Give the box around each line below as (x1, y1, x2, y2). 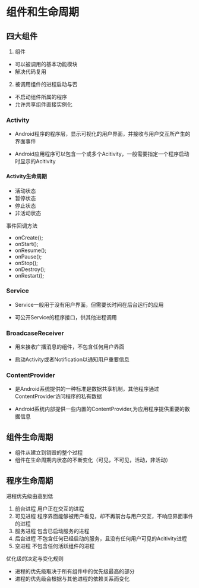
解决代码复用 (14, 68, 46, 75)
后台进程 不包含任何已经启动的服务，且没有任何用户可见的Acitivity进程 (14, 535, 187, 542)
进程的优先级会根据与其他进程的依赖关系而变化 (14, 575, 129, 583)
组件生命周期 (6, 432, 53, 442)
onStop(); (14, 259, 39, 266)
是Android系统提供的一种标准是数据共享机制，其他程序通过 (14, 385, 159, 393)
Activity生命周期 (6, 172, 48, 179)
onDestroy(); (14, 266, 46, 273)
